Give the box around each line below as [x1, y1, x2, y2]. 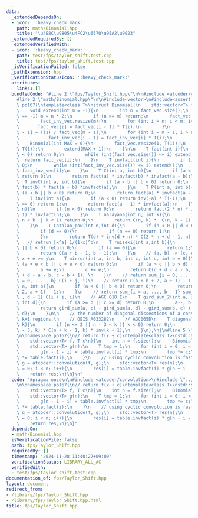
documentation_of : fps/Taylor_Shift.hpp [6, 475, 107, 481]
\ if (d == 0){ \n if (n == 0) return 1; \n [16, 228, 170, 234]
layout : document [6, 481, 49, 487]
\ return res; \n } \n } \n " [16, 371, 83, 377]
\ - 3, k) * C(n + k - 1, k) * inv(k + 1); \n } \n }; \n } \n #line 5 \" [16, 327, 194, 333]
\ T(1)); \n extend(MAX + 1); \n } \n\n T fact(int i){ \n [16, 146, 189, 152]
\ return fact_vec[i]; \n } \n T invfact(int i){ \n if [16, 157, 186, 163]
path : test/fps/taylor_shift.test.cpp [16, 53, 112, 58]
